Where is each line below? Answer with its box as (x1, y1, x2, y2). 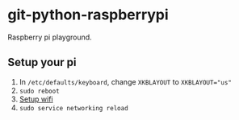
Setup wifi (19, 94, 53, 104)
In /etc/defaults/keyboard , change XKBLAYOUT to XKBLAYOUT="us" (19, 77, 232, 86)
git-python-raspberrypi (7, 6, 169, 24)
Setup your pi (7, 56, 77, 69)
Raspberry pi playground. (7, 32, 92, 42)
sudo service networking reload (19, 104, 128, 112)
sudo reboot (19, 87, 60, 95)
